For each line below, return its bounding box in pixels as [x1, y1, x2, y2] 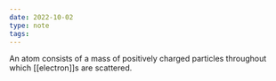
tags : [9, 29, 29, 38]
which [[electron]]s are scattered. [9, 63, 133, 73]
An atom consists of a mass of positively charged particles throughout [9, 54, 267, 64]
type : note [9, 21, 50, 30]
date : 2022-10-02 [9, 12, 74, 22]
